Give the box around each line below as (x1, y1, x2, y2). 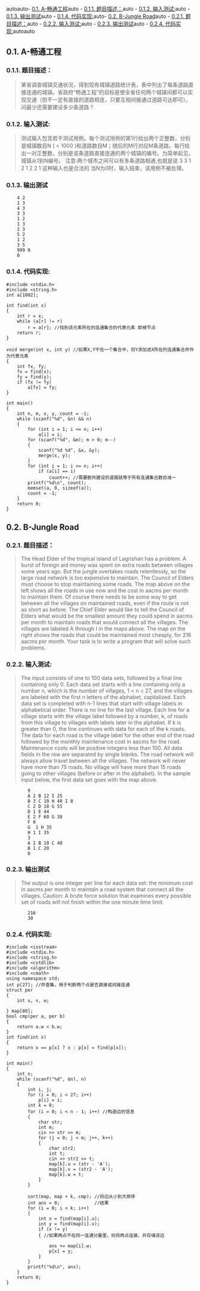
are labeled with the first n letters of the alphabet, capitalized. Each (20, 693, 186, 700)
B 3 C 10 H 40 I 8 (27, 798, 73, 804)
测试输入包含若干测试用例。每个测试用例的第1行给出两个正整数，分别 (20, 134, 191, 142)
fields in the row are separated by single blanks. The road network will (20, 751, 194, 758)
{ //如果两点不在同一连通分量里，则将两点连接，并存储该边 (38, 1232, 165, 1239)
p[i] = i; (38, 1097, 63, 1103)
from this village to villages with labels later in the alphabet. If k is (20, 719, 181, 726)
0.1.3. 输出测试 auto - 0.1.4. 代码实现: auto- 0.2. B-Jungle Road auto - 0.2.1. (6, 13, 184, 20)
